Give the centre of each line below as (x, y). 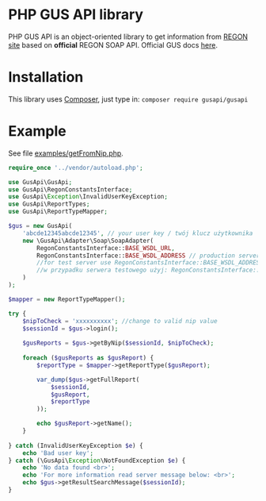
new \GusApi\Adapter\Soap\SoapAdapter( (88, 241)
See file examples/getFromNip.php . (66, 153)
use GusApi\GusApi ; (40, 182)
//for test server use (74, 263)
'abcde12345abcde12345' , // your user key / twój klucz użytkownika (138, 233)
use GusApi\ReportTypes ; (49, 204)
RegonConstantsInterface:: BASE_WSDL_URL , (106, 248)
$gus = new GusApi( (40, 226)
